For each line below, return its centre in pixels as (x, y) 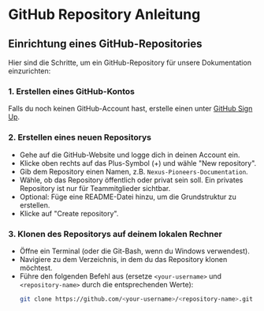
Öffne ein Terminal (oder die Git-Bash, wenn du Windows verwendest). (134, 251)
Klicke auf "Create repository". (69, 213)
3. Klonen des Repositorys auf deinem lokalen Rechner (115, 234)
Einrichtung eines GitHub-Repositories (105, 44)
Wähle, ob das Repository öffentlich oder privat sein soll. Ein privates (131, 180)
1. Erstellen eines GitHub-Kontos (72, 91)
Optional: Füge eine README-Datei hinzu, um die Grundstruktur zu (128, 197)
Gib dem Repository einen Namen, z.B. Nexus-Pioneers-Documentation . (134, 171)
